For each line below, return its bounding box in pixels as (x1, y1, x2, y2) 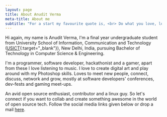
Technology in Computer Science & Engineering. (5, 51, 105, 57)
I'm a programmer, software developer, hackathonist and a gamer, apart (5, 60, 153, 66)
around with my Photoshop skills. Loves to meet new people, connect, (5, 70, 149, 77)
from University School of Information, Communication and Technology (5, 40, 152, 46)
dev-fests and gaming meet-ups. (5, 81, 73, 87)
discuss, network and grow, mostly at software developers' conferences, (5, 76, 155, 82)
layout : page (5, 7, 32, 12)
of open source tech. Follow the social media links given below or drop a (5, 101, 154, 107)
